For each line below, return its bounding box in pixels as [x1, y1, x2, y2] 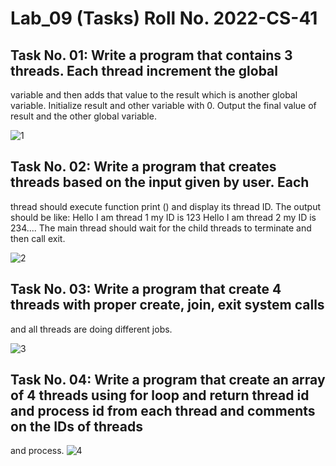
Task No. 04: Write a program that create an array [10, 372, 326, 389]
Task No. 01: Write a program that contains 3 [10, 47, 293, 64]
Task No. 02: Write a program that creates [10, 158, 277, 176]
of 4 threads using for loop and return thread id [10, 387, 310, 404]
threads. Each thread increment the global [10, 62, 278, 79]
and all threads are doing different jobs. [10, 323, 173, 335]
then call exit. [10, 232, 66, 244]
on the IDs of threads [10, 418, 143, 436]
